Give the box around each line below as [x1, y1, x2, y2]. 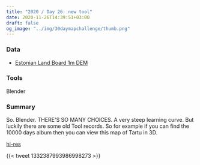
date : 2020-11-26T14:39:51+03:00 [6, 14, 90, 20]
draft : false [6, 20, 39, 26]
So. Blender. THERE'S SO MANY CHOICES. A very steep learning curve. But [6, 116, 194, 124]
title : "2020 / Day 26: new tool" [6, 8, 93, 15]
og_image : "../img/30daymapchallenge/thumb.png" [6, 25, 130, 32]
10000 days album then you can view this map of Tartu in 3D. [6, 129, 158, 136]
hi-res [6, 140, 21, 148]
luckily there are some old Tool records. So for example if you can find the [6, 122, 189, 130]
